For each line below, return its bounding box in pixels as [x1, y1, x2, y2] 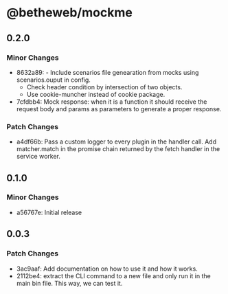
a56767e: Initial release [16, 208, 82, 216]
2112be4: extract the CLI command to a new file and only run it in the [16, 271, 211, 280]
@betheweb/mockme [6, 5, 133, 21]
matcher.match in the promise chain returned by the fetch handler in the [16, 145, 220, 153]
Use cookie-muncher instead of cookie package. [26, 90, 166, 98]
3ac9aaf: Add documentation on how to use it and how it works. [16, 264, 198, 273]
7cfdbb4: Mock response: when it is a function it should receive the [16, 98, 207, 106]
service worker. [16, 152, 61, 161]
